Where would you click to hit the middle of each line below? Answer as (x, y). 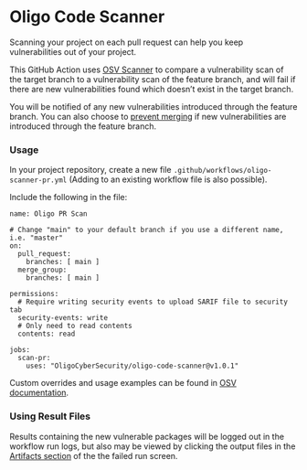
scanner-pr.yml (38, 180)
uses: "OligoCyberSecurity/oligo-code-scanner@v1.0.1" (132, 366)
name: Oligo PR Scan (49, 214)
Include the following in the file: (69, 198)
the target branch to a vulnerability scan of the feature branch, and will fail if (153, 79)
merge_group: (42, 270)
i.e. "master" (37, 238)
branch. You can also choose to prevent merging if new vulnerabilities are (148, 116)
